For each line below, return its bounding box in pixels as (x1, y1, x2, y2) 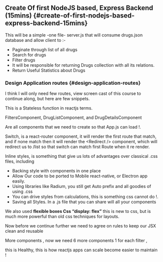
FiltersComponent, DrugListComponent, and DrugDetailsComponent (5, 114, 142, 121)
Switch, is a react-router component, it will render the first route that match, (5, 133, 157, 139)
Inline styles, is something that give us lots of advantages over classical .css (5, 153, 158, 159)
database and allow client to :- (5, 37, 66, 43)
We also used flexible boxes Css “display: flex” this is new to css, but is (5, 208, 151, 214)
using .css (12, 188, 33, 194)
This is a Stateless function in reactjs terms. (5, 105, 93, 111)
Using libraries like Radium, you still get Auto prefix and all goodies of (12, 184, 151, 189)
